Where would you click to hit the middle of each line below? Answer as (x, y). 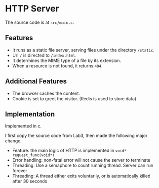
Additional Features (36, 82)
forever (20, 171)
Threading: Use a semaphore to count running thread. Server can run (83, 165)
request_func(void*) (33, 155)
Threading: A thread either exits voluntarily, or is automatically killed (81, 176)
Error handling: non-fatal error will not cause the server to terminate (81, 160)
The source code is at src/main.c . (40, 22)
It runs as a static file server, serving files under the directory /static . (83, 50)
